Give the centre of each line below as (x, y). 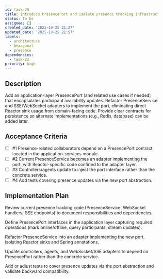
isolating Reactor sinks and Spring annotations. (52, 242)
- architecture (25, 41)
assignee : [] (18, 23)
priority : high (20, 64)
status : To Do (19, 19)
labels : (13, 37)
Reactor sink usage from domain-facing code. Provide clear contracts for (78, 111)
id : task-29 (17, 9)
